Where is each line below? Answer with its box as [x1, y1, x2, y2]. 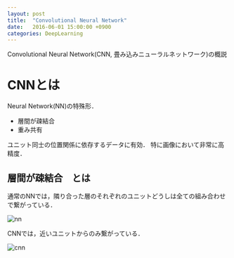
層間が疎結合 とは [7, 172, 91, 183]
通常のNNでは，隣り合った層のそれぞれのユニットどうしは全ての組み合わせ [7, 192, 226, 200]
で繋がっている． [7, 201, 57, 209]
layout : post [7, 10, 46, 18]
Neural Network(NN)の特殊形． [7, 102, 98, 110]
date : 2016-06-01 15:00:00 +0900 [7, 23, 112, 30]
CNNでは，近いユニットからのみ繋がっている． [7, 229, 144, 238]
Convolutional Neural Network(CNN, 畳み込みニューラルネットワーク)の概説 [7, 50, 227, 58]
